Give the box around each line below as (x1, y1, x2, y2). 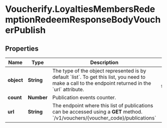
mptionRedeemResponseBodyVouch (5, 14, 161, 25)
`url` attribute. (52, 86, 84, 93)
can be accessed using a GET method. (52, 108, 143, 115)
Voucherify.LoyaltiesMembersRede (5, 3, 156, 15)
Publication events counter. (52, 94, 116, 101)
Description (90, 59, 119, 65)
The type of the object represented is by (52, 67, 147, 74)
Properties (5, 44, 39, 53)
